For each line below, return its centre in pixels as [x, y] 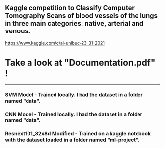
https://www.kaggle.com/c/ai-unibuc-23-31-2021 [55, 43]
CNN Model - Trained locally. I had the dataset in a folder [74, 114]
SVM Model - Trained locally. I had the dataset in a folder [74, 94]
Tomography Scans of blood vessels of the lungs [82, 16]
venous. [18, 31]
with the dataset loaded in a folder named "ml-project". [72, 140]
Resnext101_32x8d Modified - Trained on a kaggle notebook [78, 133]
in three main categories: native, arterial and [74, 23]
